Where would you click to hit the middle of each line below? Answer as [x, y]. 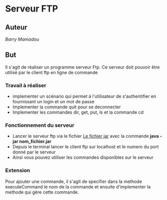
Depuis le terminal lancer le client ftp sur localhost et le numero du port [85, 147]
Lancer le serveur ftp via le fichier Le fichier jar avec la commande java [85, 136]
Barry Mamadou [22, 39]
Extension [18, 170]
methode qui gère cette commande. [42, 192]
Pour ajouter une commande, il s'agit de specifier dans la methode [74, 181]
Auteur [16, 27]
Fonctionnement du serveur [40, 125]
